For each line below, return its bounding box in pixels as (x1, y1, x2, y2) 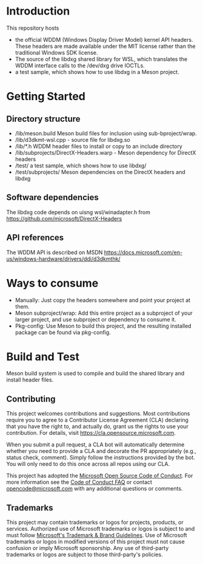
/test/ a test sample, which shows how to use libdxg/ (15, 162, 147, 169)
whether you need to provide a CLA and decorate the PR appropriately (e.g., (6, 448, 197, 455)
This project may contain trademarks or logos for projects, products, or (6, 519, 184, 526)
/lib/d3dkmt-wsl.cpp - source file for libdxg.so (15, 136, 130, 143)
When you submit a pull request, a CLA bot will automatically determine (6, 441, 185, 448)
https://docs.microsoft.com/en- (104, 249, 183, 256)
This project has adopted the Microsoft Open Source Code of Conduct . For (6, 472, 193, 480)
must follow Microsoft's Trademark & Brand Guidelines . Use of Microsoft (6, 532, 187, 539)
